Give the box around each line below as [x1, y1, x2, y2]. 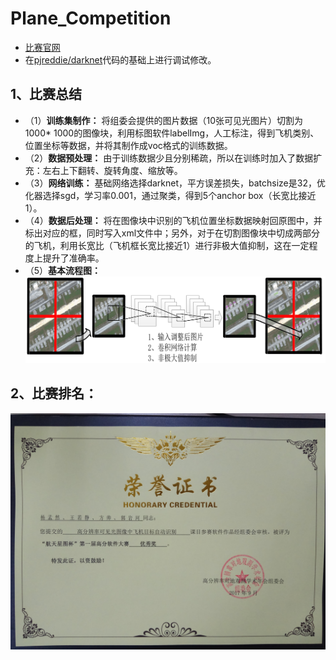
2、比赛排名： [10, 385, 98, 402]
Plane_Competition [10, 7, 172, 30]
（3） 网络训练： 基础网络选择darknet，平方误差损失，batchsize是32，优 [24, 177, 326, 189]
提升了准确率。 [42, 252, 105, 264]
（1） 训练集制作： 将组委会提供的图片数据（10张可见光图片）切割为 [24, 114, 303, 126]
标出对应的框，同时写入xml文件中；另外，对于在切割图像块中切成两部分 [24, 227, 321, 239]
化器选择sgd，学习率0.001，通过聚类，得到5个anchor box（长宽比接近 [24, 189, 317, 201]
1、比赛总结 [10, 86, 83, 103]
